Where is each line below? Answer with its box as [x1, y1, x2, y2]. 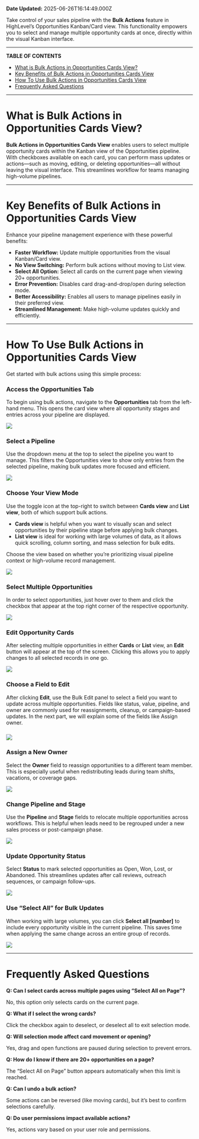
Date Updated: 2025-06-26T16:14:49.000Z [6, 5, 113, 12]
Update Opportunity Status [6, 852, 86, 861]
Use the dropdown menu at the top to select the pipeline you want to [6, 450, 174, 458]
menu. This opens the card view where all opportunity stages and [20, 405, 180, 412]
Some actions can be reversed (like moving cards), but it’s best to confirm [6, 1096, 187, 1103]
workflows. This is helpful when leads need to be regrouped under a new [6, 820, 185, 827]
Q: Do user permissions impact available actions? [6, 1114, 131, 1121]
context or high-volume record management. [6, 557, 116, 564]
